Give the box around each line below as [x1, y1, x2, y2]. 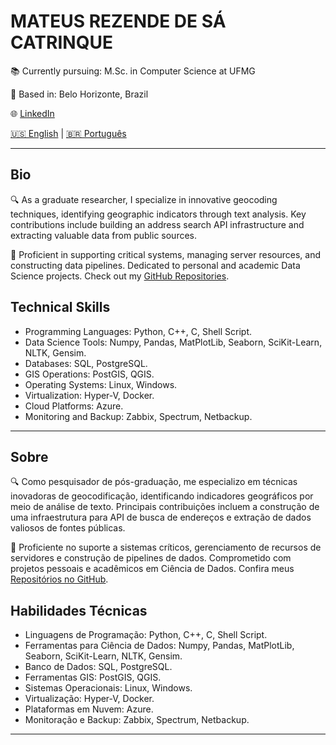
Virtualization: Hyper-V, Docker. [24, 389, 155, 401]
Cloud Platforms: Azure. [24, 400, 124, 412]
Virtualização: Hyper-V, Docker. [24, 693, 155, 705]
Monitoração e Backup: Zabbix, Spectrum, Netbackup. [24, 714, 250, 726]
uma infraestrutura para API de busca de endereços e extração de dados [10, 511, 312, 524]
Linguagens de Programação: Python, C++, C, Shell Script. [24, 629, 268, 641]
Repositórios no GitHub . [10, 573, 109, 585]
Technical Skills [10, 299, 111, 316]
